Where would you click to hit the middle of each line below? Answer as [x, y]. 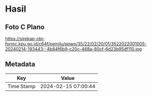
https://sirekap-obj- [25, 38]
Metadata [20, 64]
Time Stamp [22, 86]
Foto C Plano [25, 27]
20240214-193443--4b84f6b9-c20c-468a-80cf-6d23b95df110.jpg [74, 49]
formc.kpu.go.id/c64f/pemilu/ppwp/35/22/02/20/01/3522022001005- [76, 44]
